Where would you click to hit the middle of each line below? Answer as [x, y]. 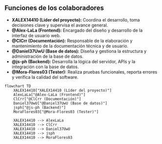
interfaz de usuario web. [36, 35]
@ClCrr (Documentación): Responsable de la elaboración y [72, 41]
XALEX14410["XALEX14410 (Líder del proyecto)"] [62, 90]
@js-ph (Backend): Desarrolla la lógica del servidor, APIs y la [73, 61]
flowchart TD [18, 86]
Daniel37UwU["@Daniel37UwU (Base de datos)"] [61, 103]
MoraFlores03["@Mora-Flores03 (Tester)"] [56, 112]
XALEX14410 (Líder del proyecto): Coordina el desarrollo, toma [76, 20]
